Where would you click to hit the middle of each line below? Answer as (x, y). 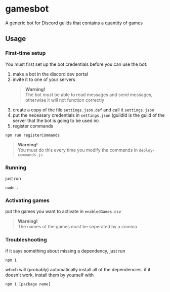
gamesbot (27, 9)
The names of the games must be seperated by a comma (77, 227)
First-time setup (26, 53)
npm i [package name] (28, 284)
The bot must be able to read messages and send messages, (89, 95)
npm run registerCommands (32, 135)
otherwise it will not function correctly (65, 100)
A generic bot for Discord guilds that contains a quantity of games (74, 23)
